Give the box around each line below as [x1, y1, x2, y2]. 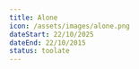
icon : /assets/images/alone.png [9, 22, 130, 30]
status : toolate [9, 47, 70, 56]
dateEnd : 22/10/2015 [9, 38, 87, 47]
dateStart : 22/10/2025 [9, 30, 94, 39]
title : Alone [9, 13, 58, 22]
